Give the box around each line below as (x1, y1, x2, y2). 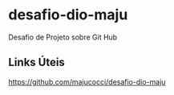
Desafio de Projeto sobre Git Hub (8, 32, 118, 42)
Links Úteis (8, 56, 66, 69)
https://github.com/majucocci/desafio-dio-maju (8, 76, 166, 86)
